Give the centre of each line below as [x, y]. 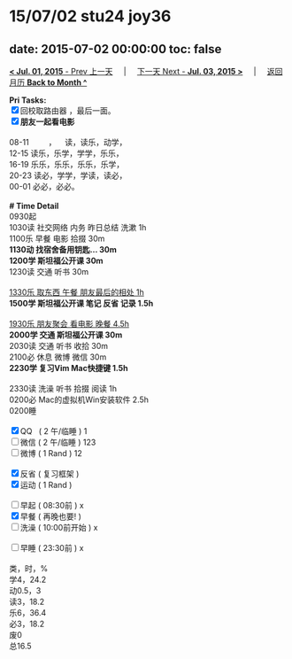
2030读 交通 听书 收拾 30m [59, 346]
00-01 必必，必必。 [44, 186]
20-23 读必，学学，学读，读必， [68, 175]
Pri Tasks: [28, 100]
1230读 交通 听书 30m [49, 271]
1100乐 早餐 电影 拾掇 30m [57, 238]
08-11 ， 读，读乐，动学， [68, 142]
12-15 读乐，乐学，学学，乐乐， [66, 153]
